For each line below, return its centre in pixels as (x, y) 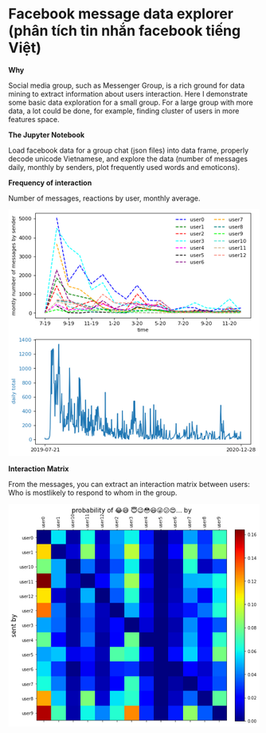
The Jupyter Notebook (47, 135)
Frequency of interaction (50, 182)
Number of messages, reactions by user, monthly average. (104, 198)
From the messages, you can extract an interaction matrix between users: (129, 484)
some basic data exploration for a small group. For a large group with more (131, 102)
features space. (34, 119)
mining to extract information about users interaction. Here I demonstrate (128, 93)
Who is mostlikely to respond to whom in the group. (93, 493)
